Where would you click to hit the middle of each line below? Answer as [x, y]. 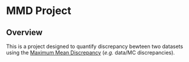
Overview [25, 32]
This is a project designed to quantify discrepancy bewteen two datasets [94, 46]
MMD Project [39, 11]
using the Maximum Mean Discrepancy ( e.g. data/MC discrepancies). [91, 53]
